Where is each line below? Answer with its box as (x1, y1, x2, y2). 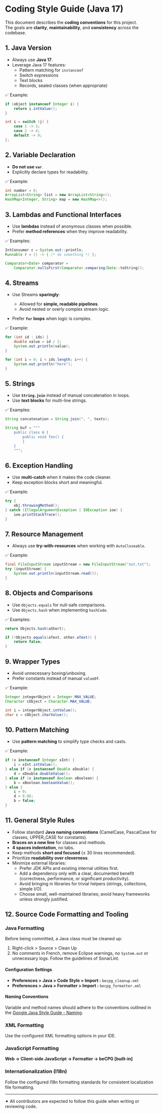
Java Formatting (5, 925, 45, 931)
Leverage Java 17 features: (12, 62, 66, 67)
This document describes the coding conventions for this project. (5, 19, 137, 25)
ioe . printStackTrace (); (14, 512, 62, 517)
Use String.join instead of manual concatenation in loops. (12, 392, 130, 399)
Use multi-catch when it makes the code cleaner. (12, 474, 112, 480)
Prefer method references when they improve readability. (12, 229, 128, 234)
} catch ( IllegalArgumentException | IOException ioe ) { (5, 507, 123, 513)
